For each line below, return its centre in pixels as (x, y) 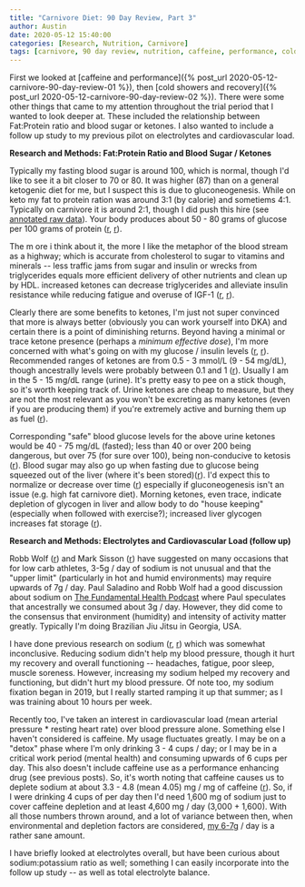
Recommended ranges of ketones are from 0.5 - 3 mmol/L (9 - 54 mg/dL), (148, 361)
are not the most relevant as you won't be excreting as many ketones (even (150, 399)
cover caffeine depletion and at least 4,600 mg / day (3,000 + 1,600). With (148, 807)
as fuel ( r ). (29, 418)
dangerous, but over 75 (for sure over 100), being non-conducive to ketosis (150, 456)
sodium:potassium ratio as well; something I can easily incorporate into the (149, 863)
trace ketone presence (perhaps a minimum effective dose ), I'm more (139, 341)
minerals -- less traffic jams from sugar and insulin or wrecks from (133, 266)
